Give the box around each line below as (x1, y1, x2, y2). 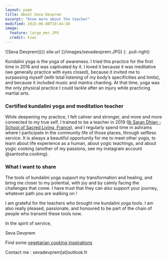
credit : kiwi (9, 35, 37, 40)
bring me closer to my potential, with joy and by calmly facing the (5, 180, 140, 186)
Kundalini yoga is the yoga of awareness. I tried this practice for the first (5, 58, 154, 64)
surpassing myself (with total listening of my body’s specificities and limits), (5, 74, 161, 80)
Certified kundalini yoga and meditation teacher (5, 103, 124, 110)
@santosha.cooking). (5, 151, 49, 157)
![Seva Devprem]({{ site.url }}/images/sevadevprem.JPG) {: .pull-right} (5, 48, 150, 55)
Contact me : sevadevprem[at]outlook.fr (5, 250, 88, 256)
